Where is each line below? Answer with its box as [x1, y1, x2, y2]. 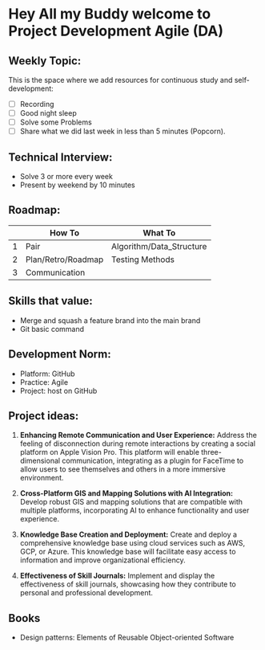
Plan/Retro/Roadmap [25, 254, 104, 265]
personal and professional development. [19, 588, 154, 598]
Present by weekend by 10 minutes [19, 180, 135, 190]
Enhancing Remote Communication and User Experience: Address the [19, 431, 258, 440]
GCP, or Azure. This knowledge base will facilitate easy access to [19, 547, 236, 557]
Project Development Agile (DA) [8, 22, 224, 40]
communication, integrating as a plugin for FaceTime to [62, 456, 244, 466]
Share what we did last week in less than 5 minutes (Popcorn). [19, 126, 226, 137]
